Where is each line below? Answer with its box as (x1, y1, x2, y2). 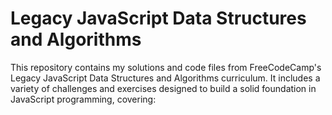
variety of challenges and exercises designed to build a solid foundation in (10, 82, 317, 94)
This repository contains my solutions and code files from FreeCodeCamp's (10, 61, 322, 73)
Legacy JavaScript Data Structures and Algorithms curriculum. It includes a (10, 72, 321, 84)
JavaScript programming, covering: (10, 93, 157, 105)
